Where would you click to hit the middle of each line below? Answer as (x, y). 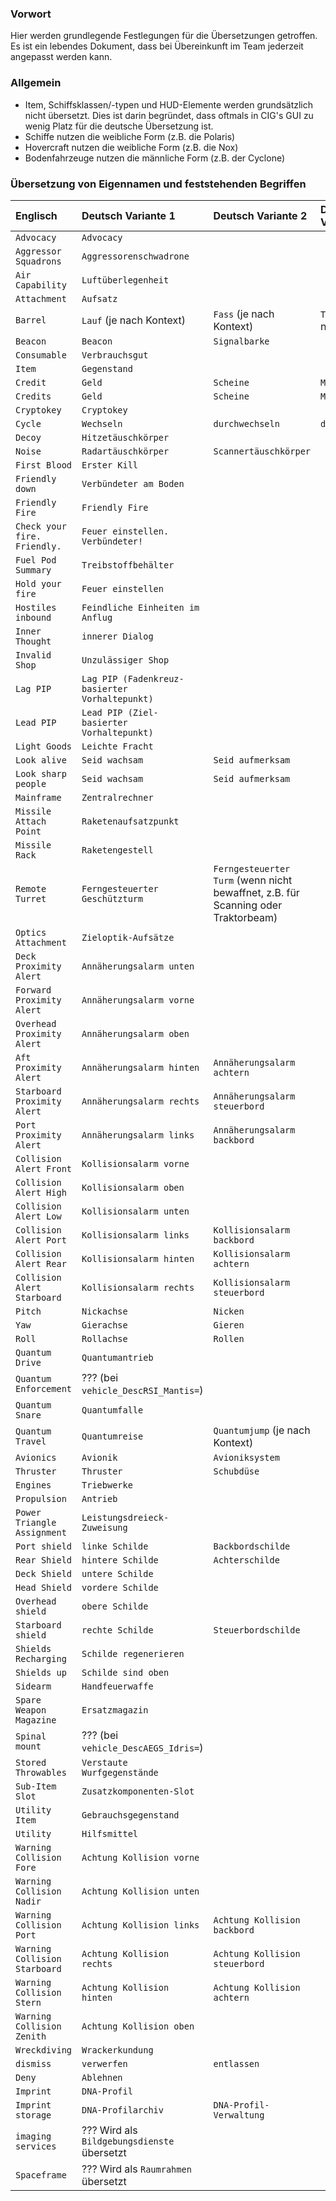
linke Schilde (115, 1546)
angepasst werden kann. (61, 57)
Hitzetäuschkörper (125, 437)
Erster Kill (110, 465)
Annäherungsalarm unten (138, 966)
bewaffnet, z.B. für (256, 892)
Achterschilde (246, 1560)
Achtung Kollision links (140, 1925)
